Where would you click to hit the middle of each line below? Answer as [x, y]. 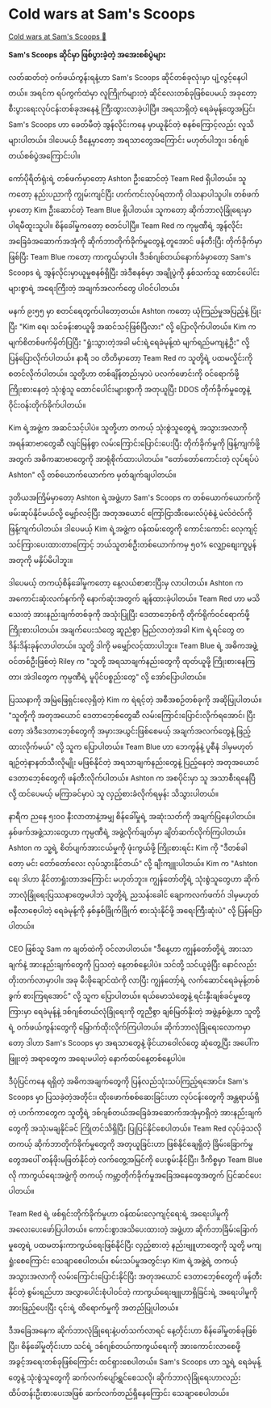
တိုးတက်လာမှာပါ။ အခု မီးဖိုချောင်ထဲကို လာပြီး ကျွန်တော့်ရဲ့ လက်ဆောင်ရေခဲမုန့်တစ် [134, 980]
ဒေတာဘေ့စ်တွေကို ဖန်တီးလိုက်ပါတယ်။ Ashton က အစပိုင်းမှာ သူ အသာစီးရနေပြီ [132, 778]
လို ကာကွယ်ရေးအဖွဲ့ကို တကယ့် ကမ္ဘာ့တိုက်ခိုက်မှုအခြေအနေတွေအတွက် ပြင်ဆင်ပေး [135, 1175]
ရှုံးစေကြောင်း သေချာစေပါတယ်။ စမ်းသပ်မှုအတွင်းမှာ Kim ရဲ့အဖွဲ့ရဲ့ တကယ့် [123, 1260]
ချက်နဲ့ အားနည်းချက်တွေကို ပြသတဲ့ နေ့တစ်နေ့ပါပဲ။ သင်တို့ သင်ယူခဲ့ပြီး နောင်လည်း [133, 964]
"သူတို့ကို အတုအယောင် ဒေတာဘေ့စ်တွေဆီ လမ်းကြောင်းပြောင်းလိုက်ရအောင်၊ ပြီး [132, 715]
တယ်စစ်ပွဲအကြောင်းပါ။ [44, 155]
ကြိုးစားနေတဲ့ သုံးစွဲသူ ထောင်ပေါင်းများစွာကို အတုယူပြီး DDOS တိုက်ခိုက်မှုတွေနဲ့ [129, 389]
